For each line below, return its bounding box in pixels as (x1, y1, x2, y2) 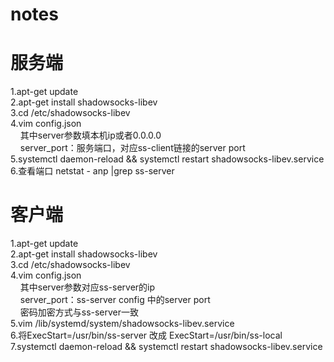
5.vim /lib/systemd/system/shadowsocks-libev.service (10, 318, 235, 330)
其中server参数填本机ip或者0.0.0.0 (19, 129, 162, 142)
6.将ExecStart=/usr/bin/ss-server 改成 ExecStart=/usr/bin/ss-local (10, 329, 283, 342)
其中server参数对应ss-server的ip (19, 281, 156, 293)
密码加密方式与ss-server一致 (19, 306, 140, 318)
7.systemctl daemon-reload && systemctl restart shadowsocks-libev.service (10, 341, 323, 353)
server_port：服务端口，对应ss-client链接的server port (19, 142, 246, 154)
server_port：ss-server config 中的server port (19, 294, 211, 306)
